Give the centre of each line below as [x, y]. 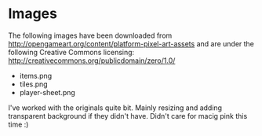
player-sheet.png [47, 92]
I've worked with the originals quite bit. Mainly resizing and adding [115, 108]
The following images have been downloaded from [90, 35]
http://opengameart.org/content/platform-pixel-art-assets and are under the [131, 43]
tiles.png [34, 84]
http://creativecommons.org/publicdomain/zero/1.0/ [92, 61]
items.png [36, 75]
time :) [18, 124]
